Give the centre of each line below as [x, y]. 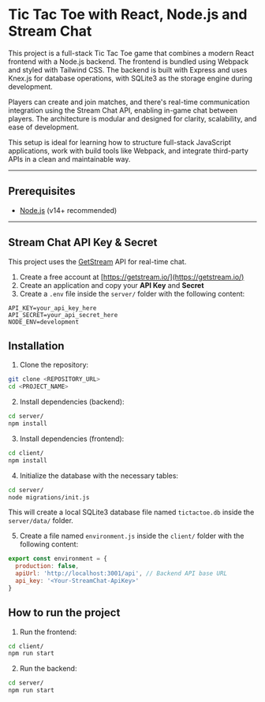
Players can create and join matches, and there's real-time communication [129, 102]
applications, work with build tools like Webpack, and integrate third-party [128, 151]
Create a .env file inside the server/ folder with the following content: [132, 293]
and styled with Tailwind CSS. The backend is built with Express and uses [128, 69]
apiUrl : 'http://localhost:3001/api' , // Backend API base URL [121, 573]
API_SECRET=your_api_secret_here [63, 315]
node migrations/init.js [49, 497]
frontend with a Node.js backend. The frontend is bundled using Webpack [129, 62]
